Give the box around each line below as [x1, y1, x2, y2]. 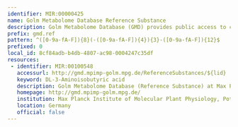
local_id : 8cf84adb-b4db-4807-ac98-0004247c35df [7, 50, 154, 57]
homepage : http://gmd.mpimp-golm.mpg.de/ [16, 89, 141, 96]
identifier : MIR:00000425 [7, 10, 84, 18]
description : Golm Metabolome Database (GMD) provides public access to [7, 23, 227, 30]
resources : [7, 56, 40, 64]
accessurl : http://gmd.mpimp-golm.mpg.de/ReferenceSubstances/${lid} [16, 69, 227, 76]
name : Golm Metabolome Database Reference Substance [7, 17, 166, 24]
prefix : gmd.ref [7, 30, 55, 37]
